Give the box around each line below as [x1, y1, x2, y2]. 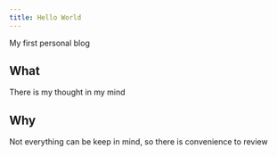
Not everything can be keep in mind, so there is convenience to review [9, 136, 269, 147]
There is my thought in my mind [9, 86, 126, 98]
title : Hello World [9, 12, 82, 22]
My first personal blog [9, 37, 91, 48]
